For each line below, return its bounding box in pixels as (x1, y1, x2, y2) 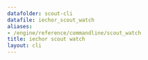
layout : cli (7, 42, 42, 49)
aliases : (7, 23, 33, 30)
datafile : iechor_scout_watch (7, 17, 95, 23)
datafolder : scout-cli (7, 10, 73, 17)
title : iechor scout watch (7, 36, 85, 43)
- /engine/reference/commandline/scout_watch (7, 29, 141, 37)
